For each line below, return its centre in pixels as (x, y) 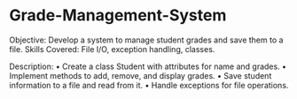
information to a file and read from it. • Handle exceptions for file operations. (149, 85)
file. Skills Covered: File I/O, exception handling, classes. (112, 49)
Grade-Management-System (118, 15)
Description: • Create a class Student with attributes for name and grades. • (148, 66)
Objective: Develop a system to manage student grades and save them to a (146, 40)
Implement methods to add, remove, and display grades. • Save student (141, 75)
